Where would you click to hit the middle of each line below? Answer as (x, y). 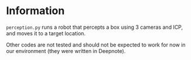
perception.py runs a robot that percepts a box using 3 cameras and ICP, (95, 27)
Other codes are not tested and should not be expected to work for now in (96, 45)
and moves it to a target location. (46, 33)
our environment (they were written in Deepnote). (66, 51)
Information (35, 11)
